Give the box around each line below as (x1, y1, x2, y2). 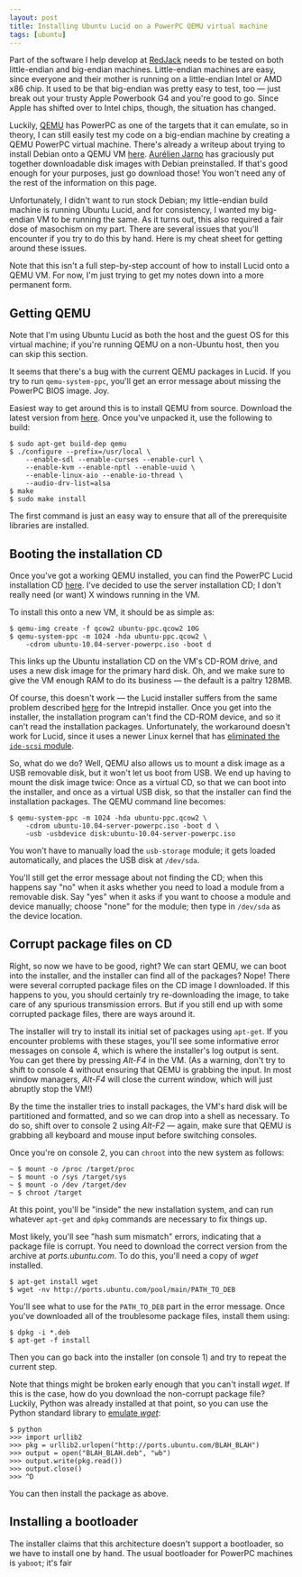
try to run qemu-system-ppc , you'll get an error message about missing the (9, 376, 281, 387)
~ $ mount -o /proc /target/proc (9, 1164, 135, 1173)
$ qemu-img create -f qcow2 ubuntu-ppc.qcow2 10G (9, 624, 200, 633)
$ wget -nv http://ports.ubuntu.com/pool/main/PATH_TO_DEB (9, 1285, 236, 1294)
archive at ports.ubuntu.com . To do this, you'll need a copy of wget (9, 1250, 259, 1261)
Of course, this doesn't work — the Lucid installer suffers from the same (9, 692, 278, 703)
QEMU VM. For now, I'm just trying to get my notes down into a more (9, 270, 264, 280)
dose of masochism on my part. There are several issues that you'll (9, 224, 259, 234)
